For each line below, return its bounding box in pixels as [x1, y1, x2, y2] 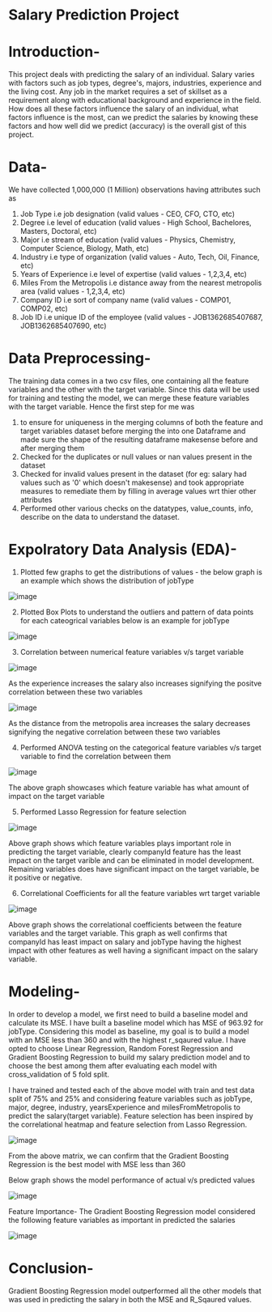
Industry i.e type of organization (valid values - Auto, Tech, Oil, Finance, [19, 253, 261, 262]
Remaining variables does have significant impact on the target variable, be [8, 864, 260, 873]
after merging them [19, 444, 85, 452]
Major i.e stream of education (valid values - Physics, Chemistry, [19, 235, 236, 244]
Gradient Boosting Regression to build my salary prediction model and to [8, 1052, 251, 1062]
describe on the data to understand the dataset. [19, 512, 180, 521]
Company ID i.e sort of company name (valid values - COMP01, [19, 295, 232, 305]
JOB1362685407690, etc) [19, 321, 107, 331]
